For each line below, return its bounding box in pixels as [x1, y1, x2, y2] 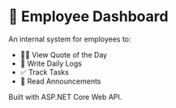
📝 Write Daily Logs [19, 58, 83, 68]
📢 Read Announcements [19, 76, 101, 86]
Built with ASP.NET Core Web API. [8, 92, 122, 102]
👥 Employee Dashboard [8, 7, 169, 26]
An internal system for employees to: [8, 34, 131, 44]
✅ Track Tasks [19, 67, 69, 76]
